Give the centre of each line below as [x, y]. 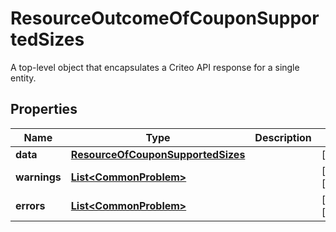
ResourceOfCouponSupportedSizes [158, 154]
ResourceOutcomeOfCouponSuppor [165, 18]
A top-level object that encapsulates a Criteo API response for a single [155, 67]
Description [283, 137]
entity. [23, 78]
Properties [44, 109]
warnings [38, 177]
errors [30, 205]
